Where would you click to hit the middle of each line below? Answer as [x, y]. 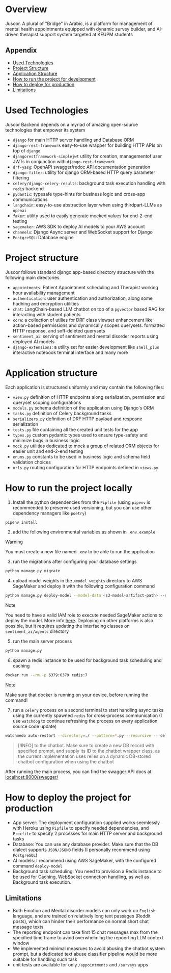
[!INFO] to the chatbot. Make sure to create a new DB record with [86, 745]
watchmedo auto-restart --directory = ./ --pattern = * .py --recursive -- [82, 735]
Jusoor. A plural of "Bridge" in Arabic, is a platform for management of [79, 23]
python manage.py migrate [33, 571]
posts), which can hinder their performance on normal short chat [81, 921]
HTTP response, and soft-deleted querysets [59, 330]
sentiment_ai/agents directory [37, 631]
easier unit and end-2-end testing [48, 451]
